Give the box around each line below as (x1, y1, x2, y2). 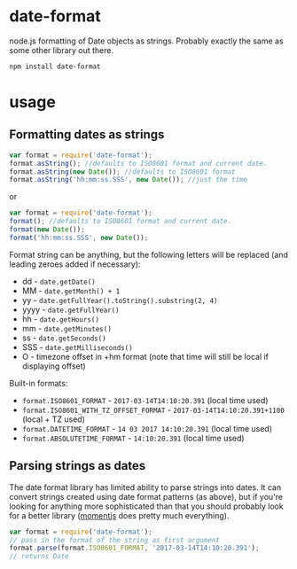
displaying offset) (21, 361, 86, 371)
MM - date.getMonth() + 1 (21, 285, 121, 296)
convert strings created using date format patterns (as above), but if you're (9, 491, 284, 502)
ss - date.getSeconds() (21, 332, 106, 343)
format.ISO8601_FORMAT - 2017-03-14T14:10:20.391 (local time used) (21, 394, 269, 405)
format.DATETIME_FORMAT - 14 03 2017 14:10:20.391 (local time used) (21, 423, 273, 433)
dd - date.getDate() (21, 276, 96, 286)
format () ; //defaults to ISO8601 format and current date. (9, 217, 232, 226)
